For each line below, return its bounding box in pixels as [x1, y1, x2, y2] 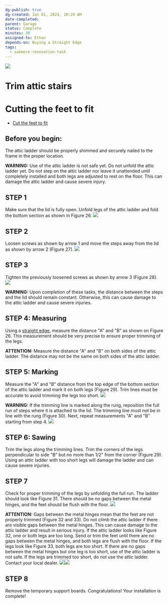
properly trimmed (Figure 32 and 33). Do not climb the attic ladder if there [5, 517, 158, 523]
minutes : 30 [5, 31, 30, 36]
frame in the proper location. [5, 153, 64, 159]
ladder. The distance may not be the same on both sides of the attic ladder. [5, 353, 160, 359]
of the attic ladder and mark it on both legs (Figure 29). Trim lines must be [5, 386, 158, 392]
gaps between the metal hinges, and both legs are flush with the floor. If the [5, 538, 162, 544]
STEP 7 [5, 477, 28, 486]
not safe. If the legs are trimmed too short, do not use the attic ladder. [5, 554, 149, 560]
